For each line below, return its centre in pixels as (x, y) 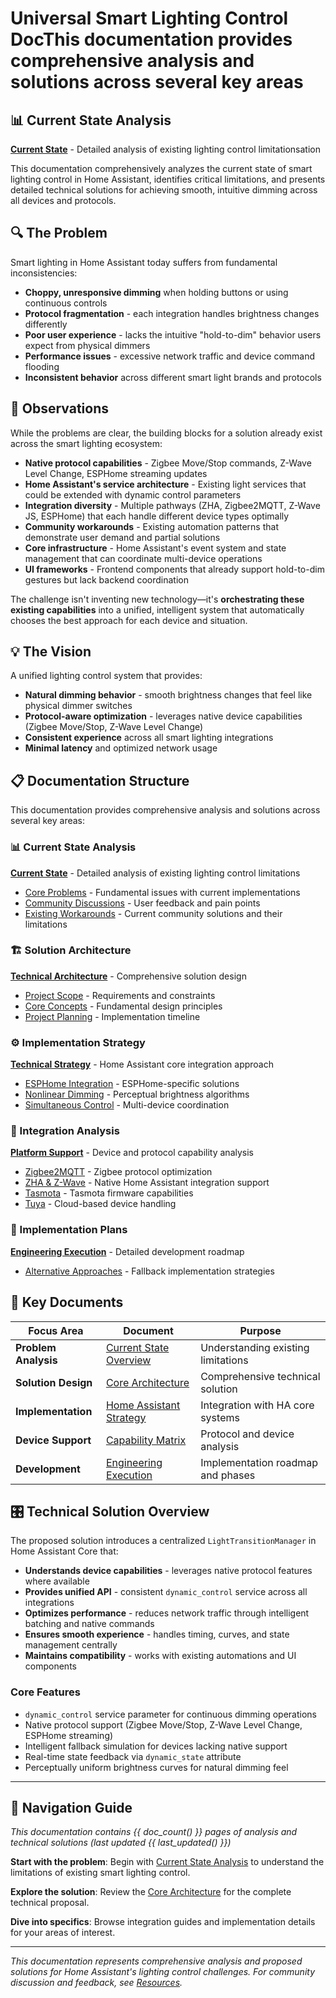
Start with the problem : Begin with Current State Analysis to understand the (167, 1862)
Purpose (260, 1330)
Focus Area (56, 1330)
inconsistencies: (44, 273)
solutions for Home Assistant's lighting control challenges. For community (163, 1972)
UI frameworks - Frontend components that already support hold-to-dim (174, 569)
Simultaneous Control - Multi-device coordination (127, 1105)
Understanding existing (255, 1347)
